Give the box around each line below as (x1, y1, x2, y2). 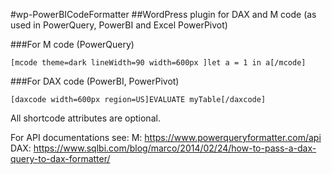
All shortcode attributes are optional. (10, 112, 161, 124)
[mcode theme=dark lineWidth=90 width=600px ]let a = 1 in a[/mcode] (10, 58, 307, 68)
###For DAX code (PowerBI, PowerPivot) (10, 75, 180, 87)
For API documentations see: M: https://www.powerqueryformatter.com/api (10, 132, 322, 143)
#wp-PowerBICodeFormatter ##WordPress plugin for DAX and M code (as (10, 9, 317, 20)
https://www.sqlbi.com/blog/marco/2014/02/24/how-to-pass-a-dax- (33, 142, 317, 154)
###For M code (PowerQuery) (10, 39, 135, 50)
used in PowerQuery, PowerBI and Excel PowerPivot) (10, 19, 228, 31)
